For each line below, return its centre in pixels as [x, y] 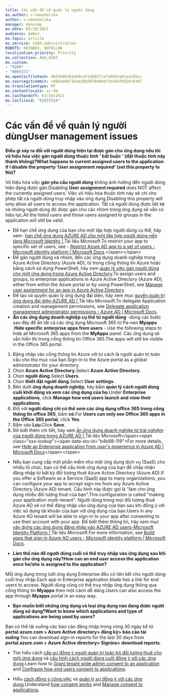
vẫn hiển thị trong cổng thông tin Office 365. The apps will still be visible [88, 339]
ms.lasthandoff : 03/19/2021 [35, 96]
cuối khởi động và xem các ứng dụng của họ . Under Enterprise [79, 392]
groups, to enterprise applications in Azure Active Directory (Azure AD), [88, 279]
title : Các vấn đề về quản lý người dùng [50, 10]
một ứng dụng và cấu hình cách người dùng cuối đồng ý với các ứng [84, 658]
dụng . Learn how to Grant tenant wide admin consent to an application [86, 664]
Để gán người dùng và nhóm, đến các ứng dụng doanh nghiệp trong [84, 257]
